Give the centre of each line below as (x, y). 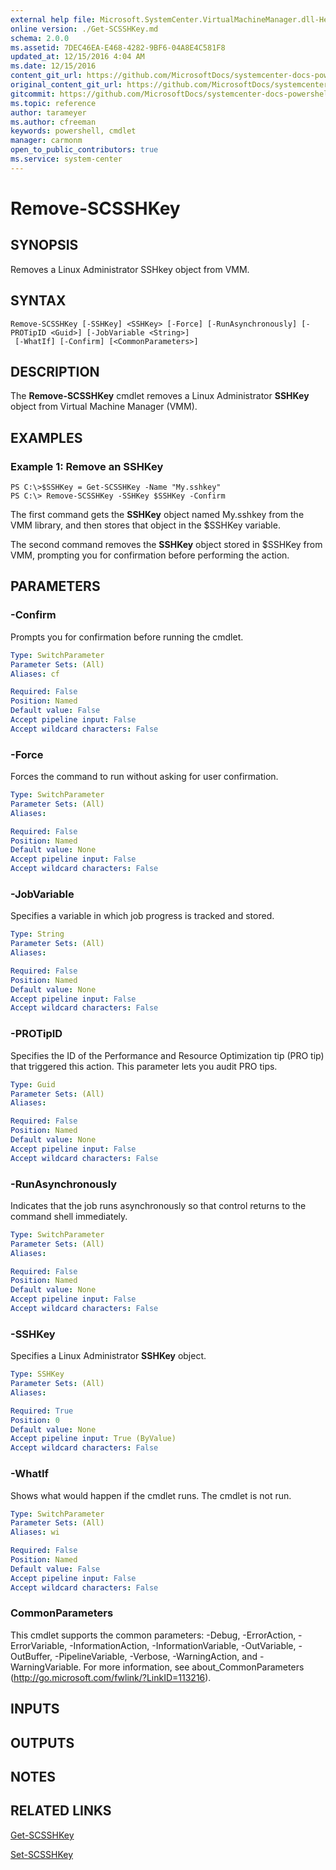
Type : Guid (33, 1084)
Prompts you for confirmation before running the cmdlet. (127, 637)
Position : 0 (35, 1420)
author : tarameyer (48, 112)
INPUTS (35, 1709)
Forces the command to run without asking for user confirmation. (144, 777)
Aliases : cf (35, 674)
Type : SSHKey (37, 1374)
